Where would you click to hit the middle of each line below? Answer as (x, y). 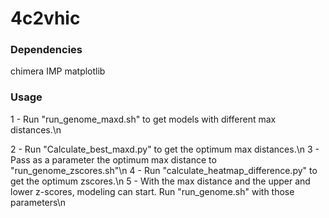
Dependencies (46, 50)
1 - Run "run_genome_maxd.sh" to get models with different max (143, 119)
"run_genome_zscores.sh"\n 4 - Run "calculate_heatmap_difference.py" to (164, 170)
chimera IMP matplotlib (58, 71)
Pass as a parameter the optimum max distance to (113, 159)
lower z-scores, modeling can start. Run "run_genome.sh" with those (152, 191)
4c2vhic (45, 18)
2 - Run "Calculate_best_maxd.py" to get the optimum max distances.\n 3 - (165, 149)
